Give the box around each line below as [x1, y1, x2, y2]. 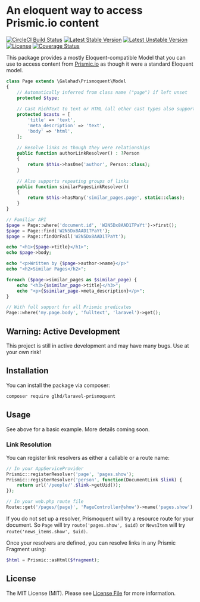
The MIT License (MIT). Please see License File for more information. [6, 589, 176, 597]
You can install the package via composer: [6, 382, 110, 389]
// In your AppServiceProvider [6, 465, 84, 472]
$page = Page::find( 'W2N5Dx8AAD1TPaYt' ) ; [6, 228, 111, 234]
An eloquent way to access [6, 4, 143, 17]
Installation [6, 365, 49, 376]
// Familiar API [6, 216, 46, 223]
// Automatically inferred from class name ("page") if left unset [17, 89, 187, 96]
